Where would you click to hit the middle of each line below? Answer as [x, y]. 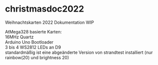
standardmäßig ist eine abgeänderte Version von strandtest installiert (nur [79, 52]
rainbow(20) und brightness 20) [37, 57]
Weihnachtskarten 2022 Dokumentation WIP [50, 22]
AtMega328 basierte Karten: [34, 32]
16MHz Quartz [19, 37]
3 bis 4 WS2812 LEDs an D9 [33, 47]
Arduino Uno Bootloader [29, 42]
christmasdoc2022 [44, 9]
